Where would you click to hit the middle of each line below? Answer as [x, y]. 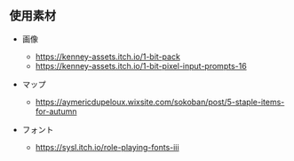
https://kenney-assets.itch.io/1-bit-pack [107, 57]
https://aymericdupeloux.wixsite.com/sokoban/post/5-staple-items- [160, 102]
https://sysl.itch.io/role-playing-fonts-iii [107, 147]
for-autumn [56, 111]
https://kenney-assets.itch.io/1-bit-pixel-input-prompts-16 [141, 65]
